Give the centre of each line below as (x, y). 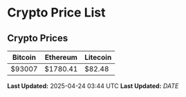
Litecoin (98, 57)
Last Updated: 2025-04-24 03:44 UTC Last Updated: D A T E (93, 86)
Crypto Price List (56, 13)
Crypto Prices (38, 38)
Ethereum (61, 57)
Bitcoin (24, 57)
